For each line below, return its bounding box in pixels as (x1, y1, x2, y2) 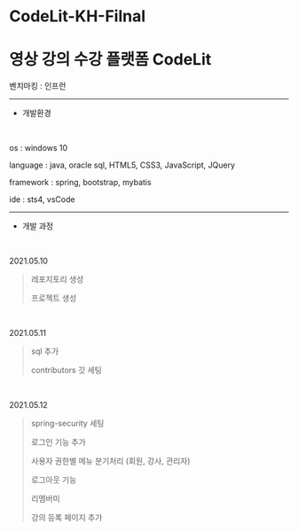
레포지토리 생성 (30, 274, 84, 285)
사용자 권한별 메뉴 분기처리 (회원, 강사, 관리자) (30, 456, 191, 466)
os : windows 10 (9, 143, 68, 153)
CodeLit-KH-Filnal (9, 6, 146, 27)
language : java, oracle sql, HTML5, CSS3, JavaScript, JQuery (9, 160, 236, 170)
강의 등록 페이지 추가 (30, 512, 103, 523)
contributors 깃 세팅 (30, 365, 102, 376)
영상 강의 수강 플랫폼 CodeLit (9, 50, 212, 70)
